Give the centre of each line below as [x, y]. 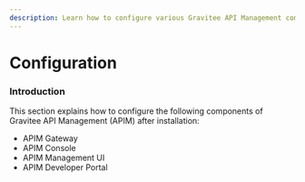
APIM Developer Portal [65, 167]
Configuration [64, 62]
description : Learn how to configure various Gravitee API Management [146, 18]
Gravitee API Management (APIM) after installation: [104, 121]
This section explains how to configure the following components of [136, 111]
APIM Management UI [64, 158]
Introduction [37, 91]
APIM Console [49, 148]
